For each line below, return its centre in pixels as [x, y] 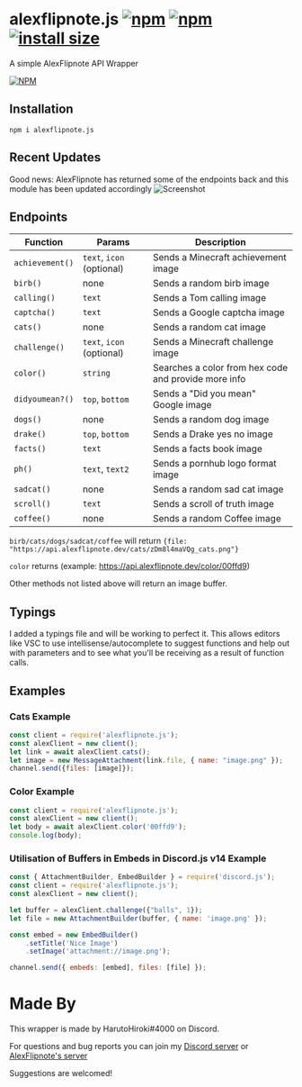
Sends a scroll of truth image [213, 504]
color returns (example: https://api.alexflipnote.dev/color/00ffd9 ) [129, 566]
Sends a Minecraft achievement [219, 258]
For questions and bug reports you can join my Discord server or [129, 1046]
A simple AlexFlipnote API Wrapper [74, 63]
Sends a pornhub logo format [214, 464]
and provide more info [199, 379]
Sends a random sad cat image [218, 489]
